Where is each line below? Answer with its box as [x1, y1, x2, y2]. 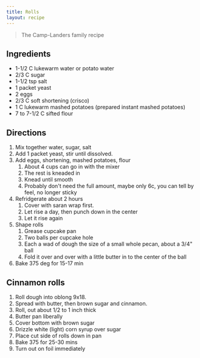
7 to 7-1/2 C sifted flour [15, 110, 74, 117]
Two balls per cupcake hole [24, 234, 94, 241]
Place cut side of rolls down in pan [15, 332, 102, 339]
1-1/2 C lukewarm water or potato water [15, 65, 114, 72]
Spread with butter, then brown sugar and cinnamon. [15, 300, 148, 307]
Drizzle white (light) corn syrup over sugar [15, 325, 122, 333]
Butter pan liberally [15, 312, 63, 320]
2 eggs [15, 90, 33, 98]
